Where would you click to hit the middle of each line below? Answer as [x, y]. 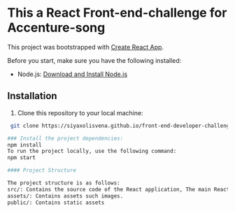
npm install [24, 145]
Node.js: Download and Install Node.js [72, 74]
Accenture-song [56, 28]
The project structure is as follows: [64, 183]
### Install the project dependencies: [65, 138]
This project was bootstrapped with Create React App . [86, 47]
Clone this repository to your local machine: [80, 112]
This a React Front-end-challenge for [117, 13]
